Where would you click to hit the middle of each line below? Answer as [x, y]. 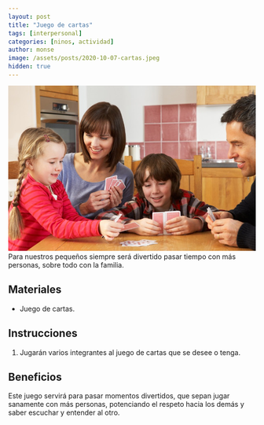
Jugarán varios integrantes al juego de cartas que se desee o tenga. [130, 352]
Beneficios [35, 377]
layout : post [29, 17]
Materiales [35, 290]
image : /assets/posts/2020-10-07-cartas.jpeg [84, 58]
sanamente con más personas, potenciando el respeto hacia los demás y [126, 405]
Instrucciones [43, 333]
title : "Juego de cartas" [50, 25]
